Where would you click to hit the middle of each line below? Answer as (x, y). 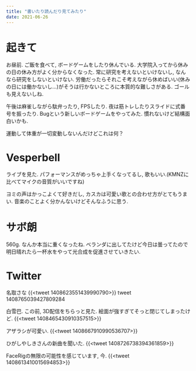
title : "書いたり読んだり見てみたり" (46, 11)
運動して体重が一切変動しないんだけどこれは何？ (65, 134)
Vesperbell (33, 157)
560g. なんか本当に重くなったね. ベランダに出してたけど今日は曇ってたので (97, 245)
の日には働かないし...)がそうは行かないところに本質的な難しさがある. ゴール (98, 87)
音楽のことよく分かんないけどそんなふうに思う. (71, 202)
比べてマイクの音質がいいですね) (45, 182)
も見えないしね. (25, 94)
